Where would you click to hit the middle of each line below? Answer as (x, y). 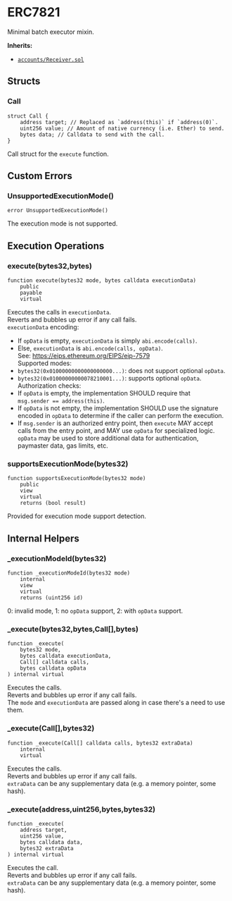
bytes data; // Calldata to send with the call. (92, 135)
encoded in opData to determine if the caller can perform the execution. (121, 416)
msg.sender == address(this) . (61, 400)
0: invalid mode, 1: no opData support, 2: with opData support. (95, 611)
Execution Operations (56, 246)
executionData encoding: (43, 327)
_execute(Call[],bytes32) (51, 728)
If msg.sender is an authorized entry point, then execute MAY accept (115, 423)
